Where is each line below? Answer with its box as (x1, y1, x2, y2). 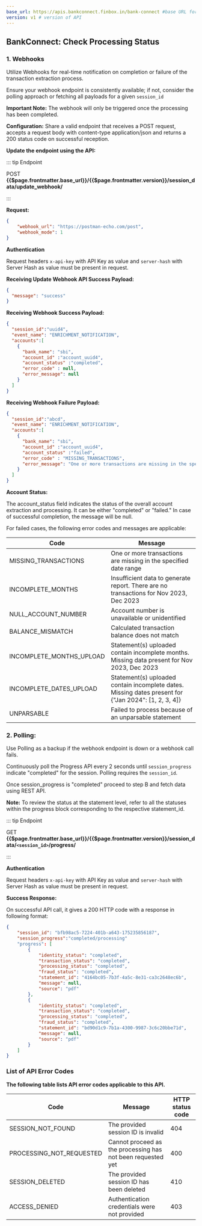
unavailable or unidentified (111, 614, 186, 622)
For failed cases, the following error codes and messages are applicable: (6, 525, 186, 532)
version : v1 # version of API (6, 14, 82, 20)
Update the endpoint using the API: (6, 147, 96, 154)
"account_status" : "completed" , (22, 360, 103, 366)
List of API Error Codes (6, 1067, 74, 1076)
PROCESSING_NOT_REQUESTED (9, 1149, 103, 1157)
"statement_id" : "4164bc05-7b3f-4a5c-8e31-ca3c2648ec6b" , (38, 974, 187, 981)
